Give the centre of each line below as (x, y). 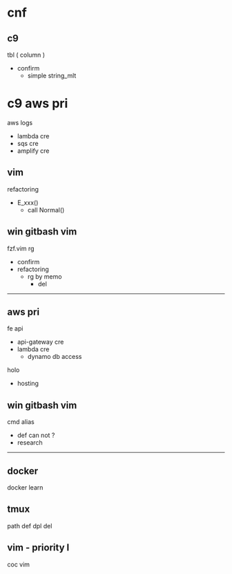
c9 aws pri (38, 103)
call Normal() (46, 210)
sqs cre (28, 143)
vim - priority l (38, 548)
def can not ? (36, 435)
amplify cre (33, 151)
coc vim (18, 564)
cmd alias (21, 422)
